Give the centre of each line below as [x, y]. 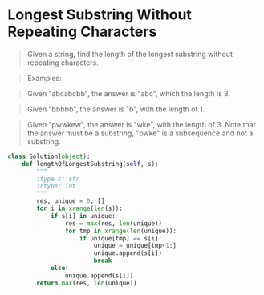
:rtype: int [57, 186]
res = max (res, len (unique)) [113, 223]
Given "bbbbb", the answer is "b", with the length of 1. [116, 109]
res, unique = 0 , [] [71, 201]
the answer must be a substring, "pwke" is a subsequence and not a [140, 133]
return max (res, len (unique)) [87, 283]
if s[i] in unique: [83, 216]
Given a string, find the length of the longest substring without [130, 54]
